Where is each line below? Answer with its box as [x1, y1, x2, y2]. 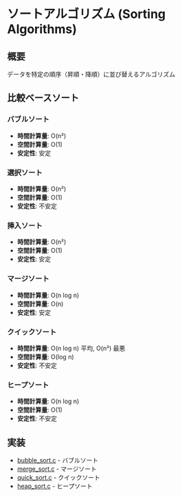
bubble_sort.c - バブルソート [16, 456, 98, 464]
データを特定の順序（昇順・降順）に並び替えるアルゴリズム [7, 70, 176, 78]
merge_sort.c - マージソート [16, 465, 98, 473]
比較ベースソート [7, 92, 79, 104]
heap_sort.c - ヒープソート [16, 482, 93, 490]
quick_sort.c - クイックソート [16, 473, 101, 481]
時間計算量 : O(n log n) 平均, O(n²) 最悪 [16, 344, 126, 352]
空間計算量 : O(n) [16, 299, 64, 307]
